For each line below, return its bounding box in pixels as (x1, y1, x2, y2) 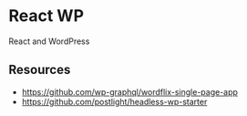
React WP (8, 5, 84, 26)
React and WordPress (8, 36, 90, 47)
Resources (8, 62, 71, 78)
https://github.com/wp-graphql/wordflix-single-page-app (21, 86, 239, 97)
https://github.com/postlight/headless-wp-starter (21, 96, 208, 107)
